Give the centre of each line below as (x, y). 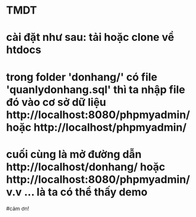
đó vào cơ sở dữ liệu (56, 102)
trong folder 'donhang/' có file (82, 77)
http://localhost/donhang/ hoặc (86, 167)
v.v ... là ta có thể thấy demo (77, 192)
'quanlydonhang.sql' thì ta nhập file (96, 90)
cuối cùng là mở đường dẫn (74, 154)
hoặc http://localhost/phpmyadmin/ (97, 127)
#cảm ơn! (18, 208)
